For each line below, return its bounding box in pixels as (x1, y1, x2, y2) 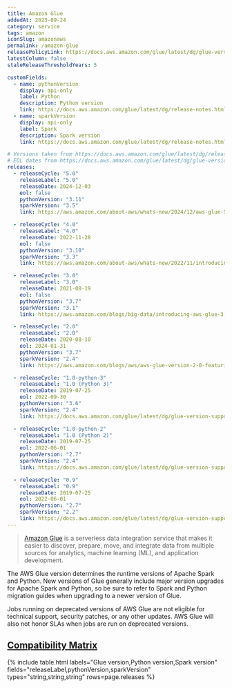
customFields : (7, 74, 48, 81)
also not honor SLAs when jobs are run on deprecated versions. (7, 620, 188, 628)
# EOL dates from (7, 157, 57, 165)
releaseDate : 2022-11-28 (19, 234, 91, 241)
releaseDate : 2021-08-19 (19, 285, 91, 292)
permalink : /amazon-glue (7, 42, 79, 49)
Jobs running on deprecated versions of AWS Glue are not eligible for (7, 604, 205, 613)
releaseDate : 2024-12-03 (19, 183, 91, 190)
